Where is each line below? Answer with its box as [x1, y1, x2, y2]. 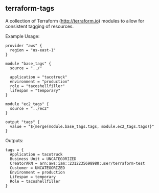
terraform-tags [5, 4, 55, 13]
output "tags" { [5, 119, 40, 125]
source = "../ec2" [10, 106, 50, 111]
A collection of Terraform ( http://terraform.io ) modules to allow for [5, 17, 145, 24]
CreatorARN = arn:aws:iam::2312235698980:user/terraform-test [10, 161, 145, 166]
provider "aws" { [5, 43, 42, 48]
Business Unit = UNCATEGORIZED [10, 156, 77, 161]
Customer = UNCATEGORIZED [10, 165, 65, 170]
